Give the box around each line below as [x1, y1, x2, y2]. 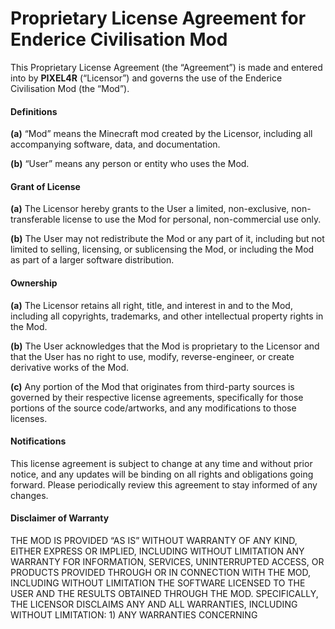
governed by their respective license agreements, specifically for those [10, 391, 304, 403]
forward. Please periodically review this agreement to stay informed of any [10, 478, 318, 491]
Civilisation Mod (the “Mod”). [10, 82, 130, 94]
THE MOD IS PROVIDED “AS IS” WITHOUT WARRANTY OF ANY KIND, [10, 534, 298, 546]
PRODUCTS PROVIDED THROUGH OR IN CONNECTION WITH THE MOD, [10, 566, 312, 578]
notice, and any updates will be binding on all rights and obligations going [10, 468, 314, 480]
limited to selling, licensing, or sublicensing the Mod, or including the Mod [10, 243, 315, 256]
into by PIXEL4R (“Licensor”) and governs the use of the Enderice [10, 72, 283, 84]
